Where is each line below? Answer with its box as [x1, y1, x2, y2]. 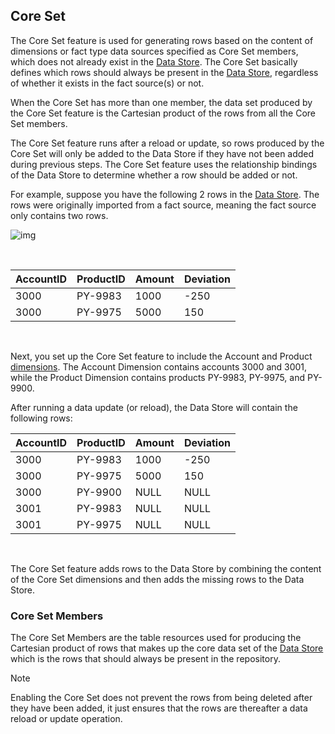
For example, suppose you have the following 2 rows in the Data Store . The [10, 188, 320, 200]
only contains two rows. [10, 209, 109, 221]
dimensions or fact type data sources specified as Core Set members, [10, 45, 299, 57]
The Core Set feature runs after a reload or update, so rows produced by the [10, 137, 325, 149]
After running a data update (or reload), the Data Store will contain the [10, 401, 298, 413]
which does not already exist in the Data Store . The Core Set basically [10, 55, 298, 68]
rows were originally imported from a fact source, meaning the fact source [10, 199, 317, 211]
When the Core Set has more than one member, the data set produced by [10, 96, 313, 108]
